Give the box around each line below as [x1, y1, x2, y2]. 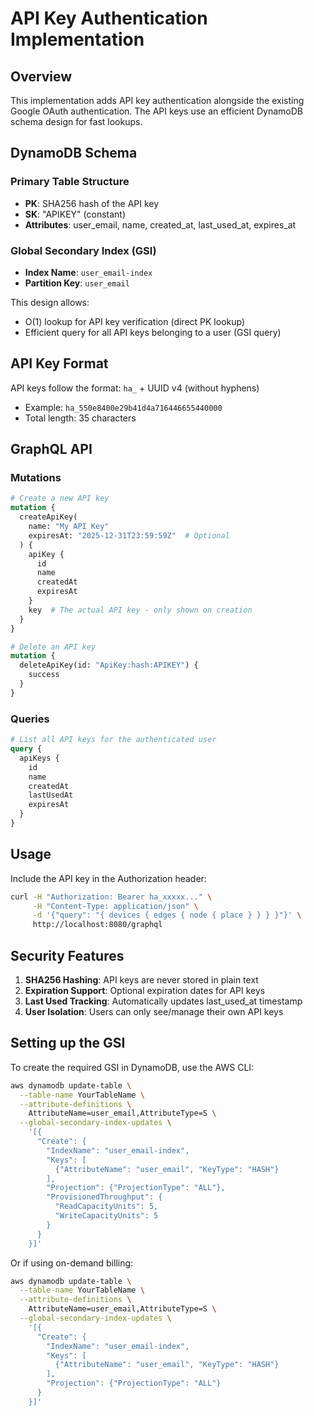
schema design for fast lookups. [10, 116, 143, 127]
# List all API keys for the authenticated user [10, 735, 217, 745]
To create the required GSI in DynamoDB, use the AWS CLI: [10, 1061, 255, 1073]
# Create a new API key [10, 493, 110, 504]
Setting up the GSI [10, 1035, 126, 1052]
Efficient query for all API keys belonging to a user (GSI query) [24, 326, 282, 338]
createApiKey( [19, 512, 78, 522]
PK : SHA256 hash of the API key [24, 197, 160, 209]
